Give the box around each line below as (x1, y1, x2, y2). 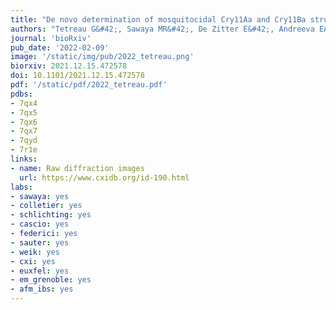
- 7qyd (10, 136, 38, 146)
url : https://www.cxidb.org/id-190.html (19, 172, 190, 183)
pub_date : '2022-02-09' (10, 42, 110, 53)
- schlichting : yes (10, 210, 92, 220)
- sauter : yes (10, 237, 70, 248)
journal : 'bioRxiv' (10, 33, 92, 43)
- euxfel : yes (10, 266, 70, 276)
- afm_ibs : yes (10, 284, 74, 295)
